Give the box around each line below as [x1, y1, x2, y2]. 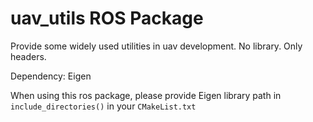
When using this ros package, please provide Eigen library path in [10, 89, 282, 101]
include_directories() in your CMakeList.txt [10, 100, 197, 112]
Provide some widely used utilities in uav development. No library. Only [10, 40, 303, 52]
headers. [10, 50, 47, 62]
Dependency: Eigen [10, 70, 92, 82]
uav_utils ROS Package [10, 7, 204, 30]
